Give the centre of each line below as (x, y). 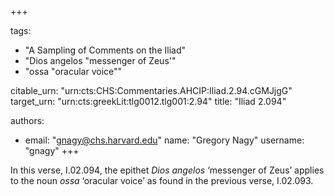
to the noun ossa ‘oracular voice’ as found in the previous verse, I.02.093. (162, 180)
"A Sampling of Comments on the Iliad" (105, 50)
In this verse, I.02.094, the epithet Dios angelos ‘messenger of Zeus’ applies (167, 170)
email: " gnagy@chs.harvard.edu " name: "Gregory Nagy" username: (164, 140)
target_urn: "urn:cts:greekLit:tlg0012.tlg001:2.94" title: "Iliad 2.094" (148, 101)
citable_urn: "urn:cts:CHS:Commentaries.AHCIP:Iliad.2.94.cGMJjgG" (151, 90)
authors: (27, 120)
